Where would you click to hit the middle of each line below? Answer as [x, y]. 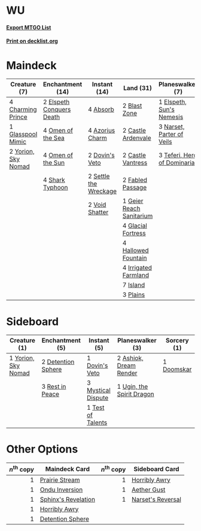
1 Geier [133, 201]
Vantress [135, 163]
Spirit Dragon [135, 394]
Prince [19, 117]
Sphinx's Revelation [68, 499]
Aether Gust [148, 490]
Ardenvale [137, 138]
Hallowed [135, 251]
